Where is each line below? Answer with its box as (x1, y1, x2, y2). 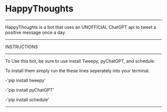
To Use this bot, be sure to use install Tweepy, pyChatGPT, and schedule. (5, 58, 156, 64)
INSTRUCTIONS (5, 43, 38, 50)
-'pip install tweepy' (5, 77, 46, 83)
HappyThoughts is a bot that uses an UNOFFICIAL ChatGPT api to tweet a (5, 24, 157, 30)
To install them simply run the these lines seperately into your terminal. (5, 68, 150, 74)
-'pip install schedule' (5, 97, 50, 103)
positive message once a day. (5, 29, 66, 35)
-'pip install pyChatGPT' (5, 87, 55, 93)
